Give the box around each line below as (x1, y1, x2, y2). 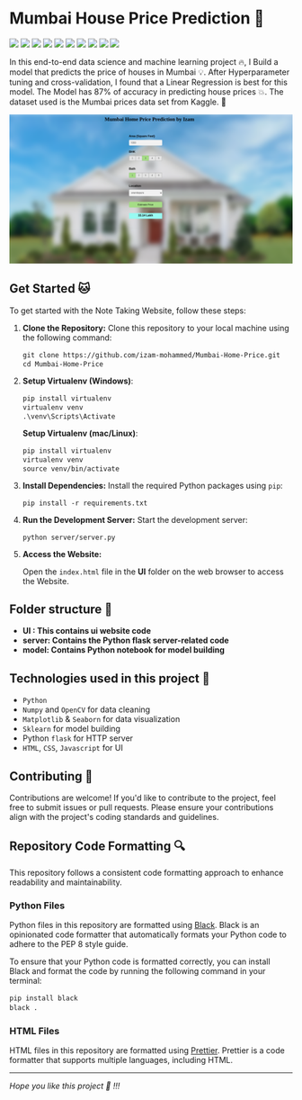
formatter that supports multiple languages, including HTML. (9, 1055, 234, 1066)
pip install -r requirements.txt (22, 499, 148, 508)
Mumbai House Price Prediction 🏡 (9, 8, 265, 29)
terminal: (9, 976, 42, 987)
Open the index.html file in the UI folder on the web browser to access (22, 566, 285, 577)
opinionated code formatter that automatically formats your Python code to (9, 929, 288, 940)
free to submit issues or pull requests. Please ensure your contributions (9, 801, 274, 813)
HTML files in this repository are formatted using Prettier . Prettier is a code (9, 1045, 285, 1056)
